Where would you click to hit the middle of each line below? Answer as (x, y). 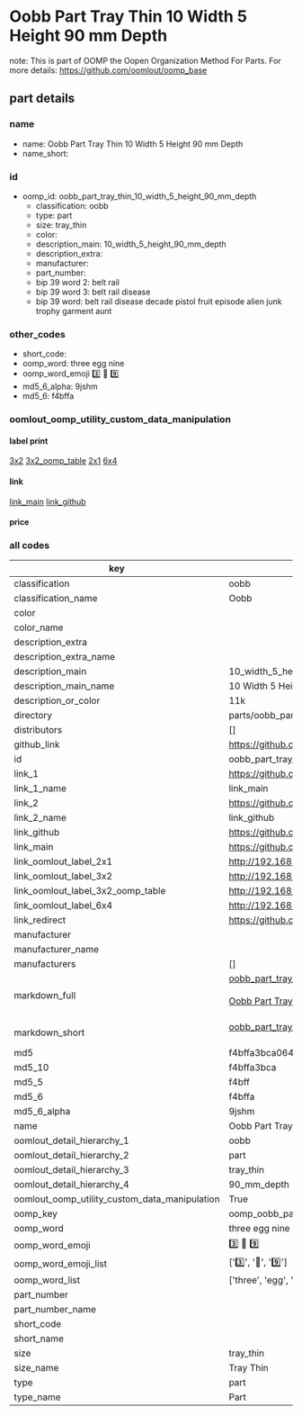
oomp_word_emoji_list (61, 1264)
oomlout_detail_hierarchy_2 (71, 1156)
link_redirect (40, 920)
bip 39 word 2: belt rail (77, 282)
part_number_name (55, 1310)
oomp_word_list (47, 1280)
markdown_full (45, 996)
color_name (39, 627)
